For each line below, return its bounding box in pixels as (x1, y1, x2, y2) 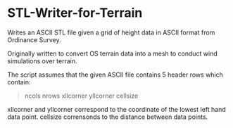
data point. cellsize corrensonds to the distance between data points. (7, 113, 208, 121)
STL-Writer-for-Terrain (7, 5, 143, 21)
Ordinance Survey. (7, 35, 61, 44)
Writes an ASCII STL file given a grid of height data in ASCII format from (7, 28, 215, 37)
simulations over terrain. (7, 56, 77, 65)
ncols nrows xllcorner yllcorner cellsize (24, 91, 139, 100)
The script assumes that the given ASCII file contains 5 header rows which (7, 70, 224, 79)
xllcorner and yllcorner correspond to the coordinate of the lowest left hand (7, 105, 227, 113)
